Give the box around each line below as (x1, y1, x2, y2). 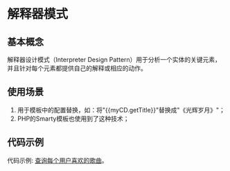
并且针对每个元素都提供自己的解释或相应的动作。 (7, 64, 147, 72)
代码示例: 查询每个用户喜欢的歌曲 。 (7, 156, 108, 164)
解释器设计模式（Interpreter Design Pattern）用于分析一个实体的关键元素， (7, 56, 222, 63)
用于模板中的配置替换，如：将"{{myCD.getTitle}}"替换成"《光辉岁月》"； (17, 105, 225, 114)
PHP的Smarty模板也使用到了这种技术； (17, 114, 130, 123)
